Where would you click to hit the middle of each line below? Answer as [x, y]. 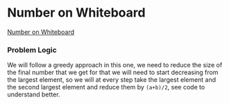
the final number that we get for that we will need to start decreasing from [113, 72]
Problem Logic [32, 50]
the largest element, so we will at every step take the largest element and [112, 80]
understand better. [34, 94]
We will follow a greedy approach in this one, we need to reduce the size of [115, 65]
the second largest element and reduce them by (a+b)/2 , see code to [106, 87]
